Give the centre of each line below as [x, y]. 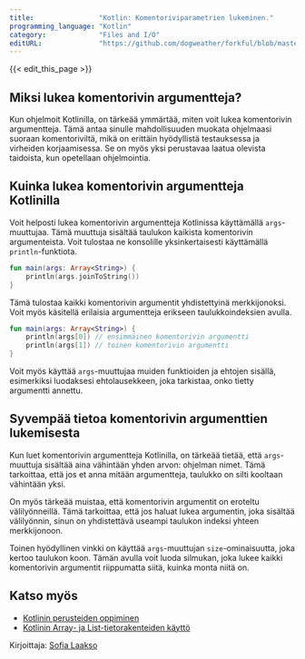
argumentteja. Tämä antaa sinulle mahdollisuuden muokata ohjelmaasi [141, 129]
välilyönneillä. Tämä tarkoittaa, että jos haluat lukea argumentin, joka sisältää [152, 511]
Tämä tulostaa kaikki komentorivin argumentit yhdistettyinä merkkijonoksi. [148, 302]
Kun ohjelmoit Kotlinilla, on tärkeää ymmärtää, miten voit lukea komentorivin [151, 120]
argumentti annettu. [46, 390]
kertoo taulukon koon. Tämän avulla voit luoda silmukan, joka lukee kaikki [146, 557]
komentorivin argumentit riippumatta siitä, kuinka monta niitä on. [129, 567]
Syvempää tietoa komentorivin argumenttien [138, 419]
